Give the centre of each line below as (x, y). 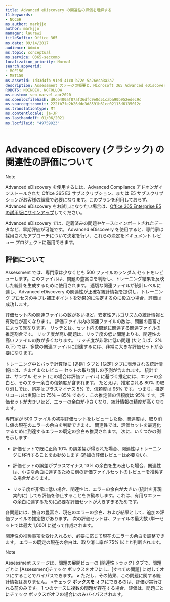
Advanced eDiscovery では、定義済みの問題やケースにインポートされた (80, 223)
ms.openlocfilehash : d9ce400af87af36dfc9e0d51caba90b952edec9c (73, 99)
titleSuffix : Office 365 (31, 38)
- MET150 (14, 76)
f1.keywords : (19, 15)
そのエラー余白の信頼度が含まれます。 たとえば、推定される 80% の (89, 383)
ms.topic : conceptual (28, 52)
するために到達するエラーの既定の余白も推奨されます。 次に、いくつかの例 (83, 431)
